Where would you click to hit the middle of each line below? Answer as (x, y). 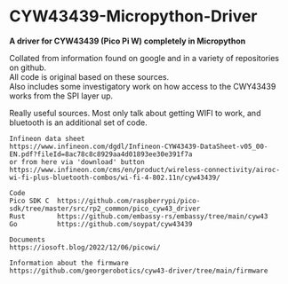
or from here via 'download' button (77, 162)
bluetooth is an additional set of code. (79, 122)
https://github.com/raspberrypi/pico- (128, 201)
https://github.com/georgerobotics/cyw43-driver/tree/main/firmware (139, 271)
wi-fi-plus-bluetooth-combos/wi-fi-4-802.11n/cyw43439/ (115, 177)
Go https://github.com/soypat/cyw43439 (101, 224)
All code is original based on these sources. (89, 76)
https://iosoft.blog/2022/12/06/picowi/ (85, 247)
